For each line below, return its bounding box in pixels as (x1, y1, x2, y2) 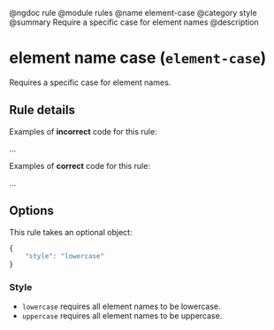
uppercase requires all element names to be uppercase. (21, 311, 223, 321)
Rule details (9, 103, 75, 118)
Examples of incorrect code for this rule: (9, 126, 157, 136)
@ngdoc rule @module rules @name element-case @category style (9, 8, 258, 18)
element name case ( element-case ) (9, 48, 267, 68)
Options (9, 203, 55, 219)
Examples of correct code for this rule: (9, 160, 150, 171)
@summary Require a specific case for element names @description (9, 17, 259, 27)
